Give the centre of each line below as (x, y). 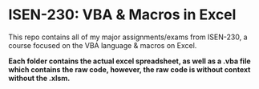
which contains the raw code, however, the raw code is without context (129, 69)
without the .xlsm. (39, 78)
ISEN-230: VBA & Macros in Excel (122, 15)
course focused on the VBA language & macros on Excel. (103, 45)
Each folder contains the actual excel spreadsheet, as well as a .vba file (129, 61)
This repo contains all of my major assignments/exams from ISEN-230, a (128, 37)
